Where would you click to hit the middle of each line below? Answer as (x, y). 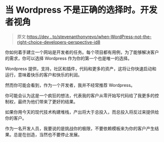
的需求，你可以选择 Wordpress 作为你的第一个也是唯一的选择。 (69, 58)
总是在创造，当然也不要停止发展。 (48, 134)
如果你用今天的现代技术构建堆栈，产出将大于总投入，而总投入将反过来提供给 (82, 112)
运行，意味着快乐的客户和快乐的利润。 (43, 75)
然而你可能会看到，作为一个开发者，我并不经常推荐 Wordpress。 (70, 85)
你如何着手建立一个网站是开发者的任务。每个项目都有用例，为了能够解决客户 (82, 52)
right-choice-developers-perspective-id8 (59, 42)
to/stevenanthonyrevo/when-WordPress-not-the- (102, 37)
